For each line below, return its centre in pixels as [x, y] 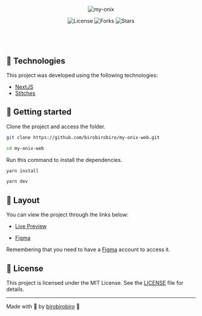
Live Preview [31, 226]
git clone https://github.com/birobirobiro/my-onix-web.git [83, 137]
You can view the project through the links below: [67, 215]
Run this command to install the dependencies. [64, 159]
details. [15, 289]
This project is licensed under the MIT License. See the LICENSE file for [95, 282]
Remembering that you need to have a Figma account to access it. [88, 249]
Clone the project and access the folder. [56, 127]
